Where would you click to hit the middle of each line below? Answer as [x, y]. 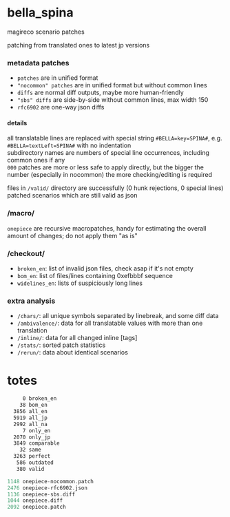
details [17, 123]
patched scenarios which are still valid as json [72, 196]
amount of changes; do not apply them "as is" [72, 235]
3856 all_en [31, 412]
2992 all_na [31, 424]
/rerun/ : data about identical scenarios [73, 352]
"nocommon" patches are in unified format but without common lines [112, 85]
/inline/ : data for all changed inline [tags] [77, 338]
